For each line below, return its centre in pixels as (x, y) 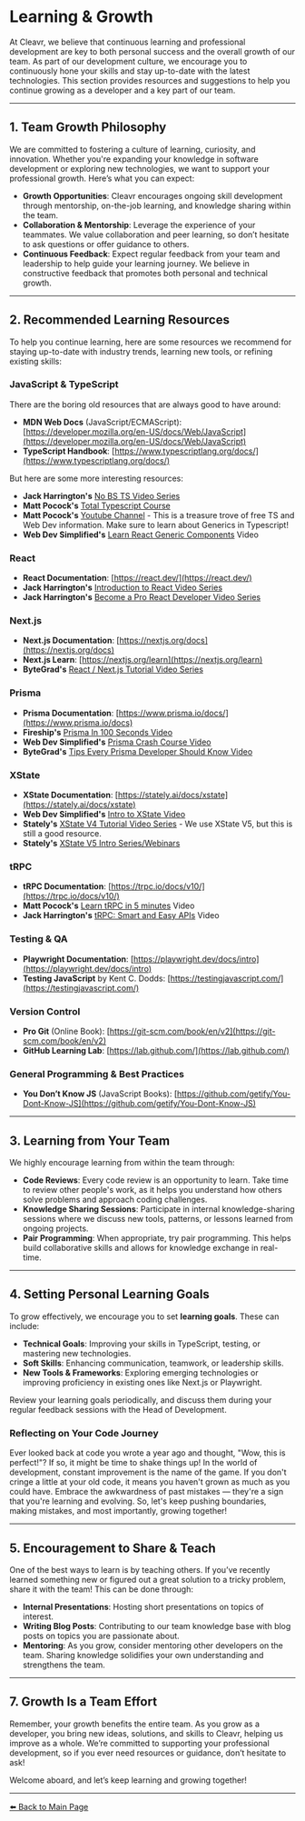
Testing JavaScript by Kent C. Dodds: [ (96, 978)
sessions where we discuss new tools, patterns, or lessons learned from (157, 1219)
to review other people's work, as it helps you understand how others (152, 1190)
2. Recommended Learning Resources (119, 320)
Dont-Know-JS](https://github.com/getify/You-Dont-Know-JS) (139, 1104)
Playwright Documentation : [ (78, 959)
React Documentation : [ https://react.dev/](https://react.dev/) (137, 578)
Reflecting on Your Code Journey (84, 1433)
